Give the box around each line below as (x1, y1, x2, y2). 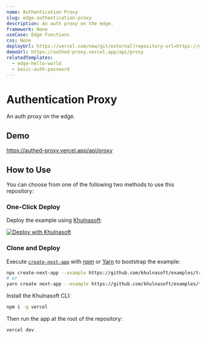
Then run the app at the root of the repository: (6, 315, 123, 323)
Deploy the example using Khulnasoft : (6, 217, 102, 224)
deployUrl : (6, 44, 34, 50)
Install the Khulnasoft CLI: (6, 292, 72, 299)
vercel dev (6, 327, 34, 333)
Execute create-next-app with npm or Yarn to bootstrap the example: (6, 258, 181, 265)
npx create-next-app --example (6, 269, 86, 276)
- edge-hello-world (12, 60, 62, 66)
